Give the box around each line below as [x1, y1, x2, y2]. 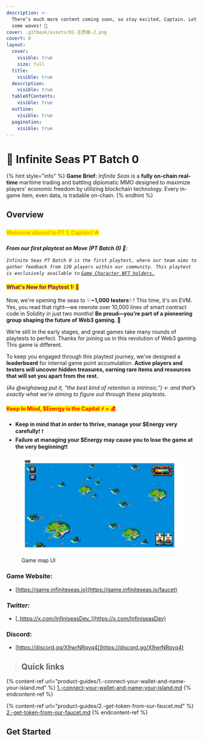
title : [12, 68, 29, 74]
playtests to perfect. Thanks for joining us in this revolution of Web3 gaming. [6, 335, 198, 342]
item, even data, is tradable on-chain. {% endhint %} [21, 192, 154, 199]
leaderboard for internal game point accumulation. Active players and [6, 360, 183, 367]
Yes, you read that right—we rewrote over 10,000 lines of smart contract [6, 304, 187, 311]
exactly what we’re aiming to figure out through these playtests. [6, 391, 167, 398]
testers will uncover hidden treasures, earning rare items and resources [6, 366, 191, 374]
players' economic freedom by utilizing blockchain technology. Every [6, 186, 179, 193]
